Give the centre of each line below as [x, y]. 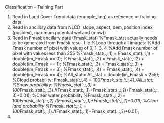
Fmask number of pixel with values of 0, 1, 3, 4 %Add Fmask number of [85, 48]
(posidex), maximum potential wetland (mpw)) [59, 32]
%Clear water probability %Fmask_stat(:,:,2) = [79, 95]
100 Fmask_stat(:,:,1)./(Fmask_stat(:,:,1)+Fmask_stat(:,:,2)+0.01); [76, 111]
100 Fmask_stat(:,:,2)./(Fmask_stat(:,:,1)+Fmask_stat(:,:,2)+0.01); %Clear [85, 101]
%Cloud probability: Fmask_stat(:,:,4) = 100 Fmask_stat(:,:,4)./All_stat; [83, 80]
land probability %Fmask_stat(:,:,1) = [50, 106]
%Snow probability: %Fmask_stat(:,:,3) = [54, 85]
